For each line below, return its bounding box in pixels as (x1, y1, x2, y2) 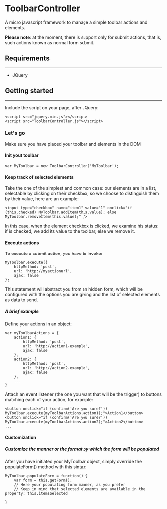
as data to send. (5, 297, 38, 303)
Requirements (5, 54, 50, 63)
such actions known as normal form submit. (5, 39, 95, 45)
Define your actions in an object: (5, 321, 72, 327)
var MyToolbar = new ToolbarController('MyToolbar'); (5, 164, 119, 169)
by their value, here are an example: (5, 196, 79, 202)
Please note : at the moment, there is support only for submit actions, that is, (5, 34, 162, 40)
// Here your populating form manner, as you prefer (14, 482, 126, 487)
